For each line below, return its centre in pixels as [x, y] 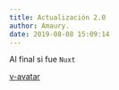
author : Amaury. [39, 26]
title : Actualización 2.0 [57, 17]
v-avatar [25, 77]
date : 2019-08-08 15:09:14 [59, 34]
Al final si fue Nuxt [42, 60]
